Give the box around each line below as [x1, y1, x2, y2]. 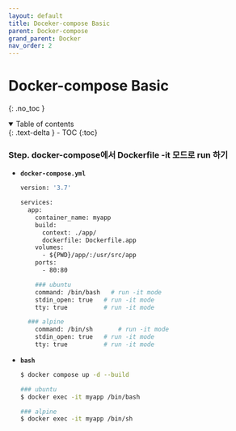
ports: [35, 259, 57, 267]
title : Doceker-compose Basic [8, 19, 111, 27]
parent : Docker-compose [8, 27, 89, 35]
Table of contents [15, 119, 74, 129]
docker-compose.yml [19, 170, 86, 178]
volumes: [35, 243, 65, 251]
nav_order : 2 [8, 42, 53, 50]
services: [19, 199, 54, 207]
